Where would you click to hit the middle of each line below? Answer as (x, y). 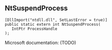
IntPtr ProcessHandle (34, 29)
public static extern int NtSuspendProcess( (53, 24)
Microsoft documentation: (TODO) (40, 42)
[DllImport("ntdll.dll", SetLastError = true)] (56, 20)
